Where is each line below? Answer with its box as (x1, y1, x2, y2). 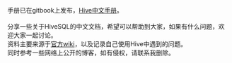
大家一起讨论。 (13, 31, 57, 39)
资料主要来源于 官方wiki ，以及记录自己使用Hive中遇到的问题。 (7, 40, 187, 48)
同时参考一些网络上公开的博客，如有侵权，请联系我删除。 (7, 48, 175, 57)
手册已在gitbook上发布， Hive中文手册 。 (7, 6, 124, 14)
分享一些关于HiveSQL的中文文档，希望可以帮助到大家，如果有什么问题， (7, 22, 219, 30)
